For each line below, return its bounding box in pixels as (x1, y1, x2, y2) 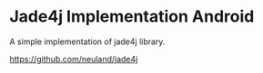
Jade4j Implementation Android (9, 6, 255, 27)
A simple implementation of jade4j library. (9, 36, 166, 47)
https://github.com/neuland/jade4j (9, 53, 138, 64)
